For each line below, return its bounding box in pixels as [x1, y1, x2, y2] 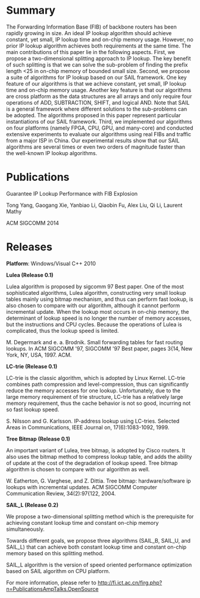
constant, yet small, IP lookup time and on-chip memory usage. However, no [6, 36, 193, 43]
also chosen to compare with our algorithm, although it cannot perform [6, 301, 180, 309]
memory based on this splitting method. [6, 549, 104, 556]
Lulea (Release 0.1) [6, 271, 54, 278]
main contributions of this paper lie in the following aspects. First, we [6, 48, 176, 55]
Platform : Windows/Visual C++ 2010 [6, 260, 96, 267]
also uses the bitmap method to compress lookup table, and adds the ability [6, 453, 192, 460]
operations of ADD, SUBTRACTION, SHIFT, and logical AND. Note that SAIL [6, 99, 190, 106]
